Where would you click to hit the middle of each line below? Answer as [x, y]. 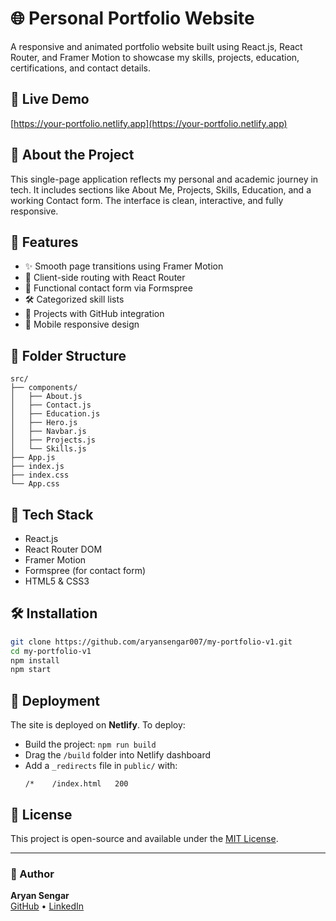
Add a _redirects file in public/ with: [101, 766]
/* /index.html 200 [76, 784]
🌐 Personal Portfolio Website [132, 18]
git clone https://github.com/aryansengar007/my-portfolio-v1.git [151, 642]
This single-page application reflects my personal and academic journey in [164, 179]
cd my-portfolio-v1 [51, 651]
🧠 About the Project [72, 155]
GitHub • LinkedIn [47, 906]
